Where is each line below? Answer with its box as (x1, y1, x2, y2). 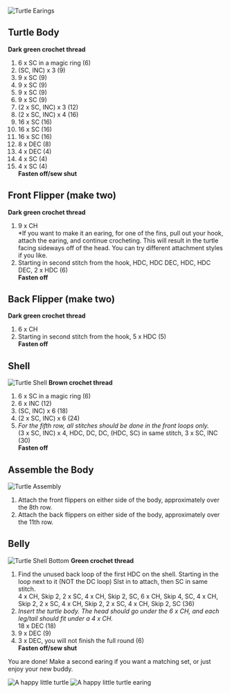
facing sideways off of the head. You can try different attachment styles (17, 243, 224, 252)
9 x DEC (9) (17, 629, 51, 637)
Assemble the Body (8, 464, 94, 475)
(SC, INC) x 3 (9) (17, 66, 66, 74)
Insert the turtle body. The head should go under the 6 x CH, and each (17, 607, 220, 615)
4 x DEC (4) (17, 147, 52, 156)
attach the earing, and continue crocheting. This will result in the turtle (17, 236, 219, 245)
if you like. (17, 251, 48, 259)
